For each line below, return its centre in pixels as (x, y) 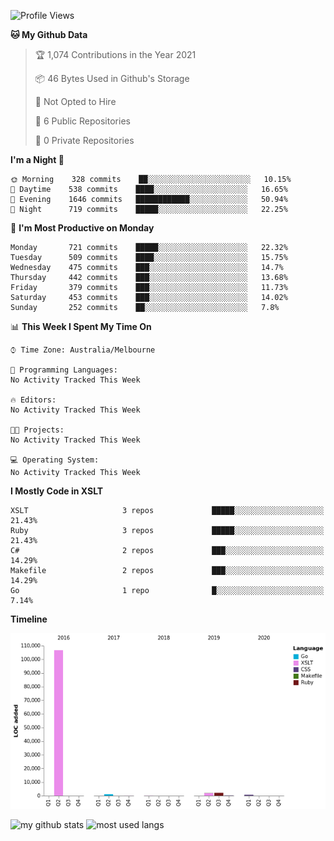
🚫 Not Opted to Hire (75, 101)
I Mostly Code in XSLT (57, 491)
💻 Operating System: (55, 460)
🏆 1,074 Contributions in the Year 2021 (115, 54)
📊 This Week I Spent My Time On (81, 326)
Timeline (29, 619)
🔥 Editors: (33, 400)
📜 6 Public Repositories (82, 121)
